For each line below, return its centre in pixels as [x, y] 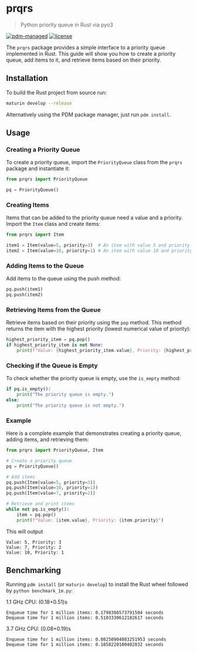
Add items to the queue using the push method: [64, 279]
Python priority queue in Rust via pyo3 [67, 25]
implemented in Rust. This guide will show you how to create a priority [91, 53]
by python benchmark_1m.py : [40, 591]
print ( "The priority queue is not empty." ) [71, 405]
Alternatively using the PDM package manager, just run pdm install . [89, 114]
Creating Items [28, 205]
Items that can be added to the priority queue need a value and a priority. [94, 218]
